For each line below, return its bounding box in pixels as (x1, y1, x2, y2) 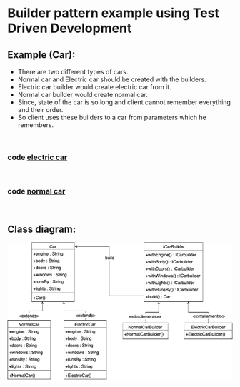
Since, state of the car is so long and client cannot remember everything (17, 98, 231, 106)
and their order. (17, 106, 64, 114)
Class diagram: (7, 223, 76, 235)
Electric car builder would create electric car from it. (17, 83, 171, 91)
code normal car (7, 186, 66, 196)
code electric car (7, 152, 68, 162)
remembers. (17, 121, 54, 129)
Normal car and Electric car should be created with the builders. (17, 75, 206, 84)
